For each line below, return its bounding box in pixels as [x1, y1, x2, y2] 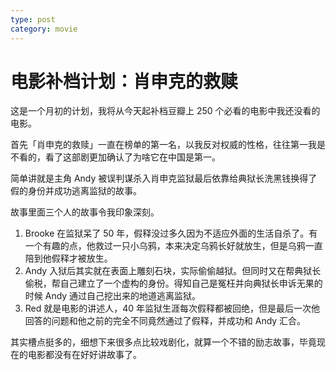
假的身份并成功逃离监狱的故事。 [10, 185, 142, 197]
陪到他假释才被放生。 [24, 252, 113, 265]
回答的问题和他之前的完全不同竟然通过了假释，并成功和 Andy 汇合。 [24, 315, 307, 327]
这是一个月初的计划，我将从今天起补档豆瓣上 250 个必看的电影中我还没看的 [10, 105, 321, 117]
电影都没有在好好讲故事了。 [27, 349, 142, 361]
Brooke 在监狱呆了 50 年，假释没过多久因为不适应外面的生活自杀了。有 [24, 227, 318, 240]
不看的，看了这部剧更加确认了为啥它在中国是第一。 [10, 151, 221, 163]
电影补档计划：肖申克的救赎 [10, 70, 239, 93]
